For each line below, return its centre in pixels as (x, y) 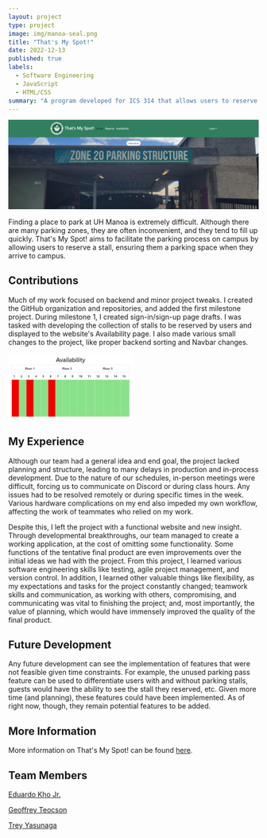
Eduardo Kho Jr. (35, 794)
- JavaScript (37, 83)
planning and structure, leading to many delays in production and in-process (133, 469)
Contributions (43, 281)
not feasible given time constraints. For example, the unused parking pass (129, 673)
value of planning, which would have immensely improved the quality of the (132, 611)
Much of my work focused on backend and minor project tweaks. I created (130, 300)
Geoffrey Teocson (38, 809)
